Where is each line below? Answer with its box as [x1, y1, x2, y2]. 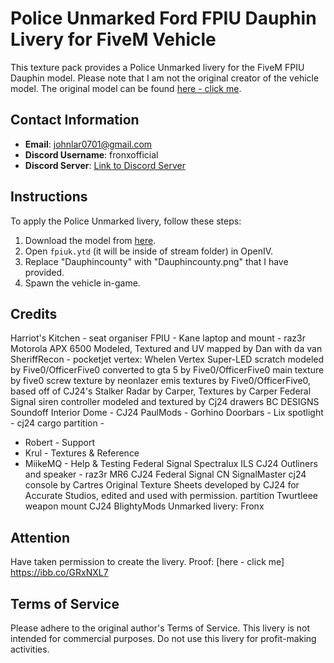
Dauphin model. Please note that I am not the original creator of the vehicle [10, 72, 320, 84]
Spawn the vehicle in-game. [24, 277, 141, 289]
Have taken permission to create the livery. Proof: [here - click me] [10, 556, 285, 568]
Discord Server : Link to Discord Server [24, 159, 186, 171]
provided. [24, 266, 65, 278]
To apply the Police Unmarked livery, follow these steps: [10, 215, 242, 227]
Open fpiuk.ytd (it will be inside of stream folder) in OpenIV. [24, 245, 274, 257]
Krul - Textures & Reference [24, 447, 140, 459]
